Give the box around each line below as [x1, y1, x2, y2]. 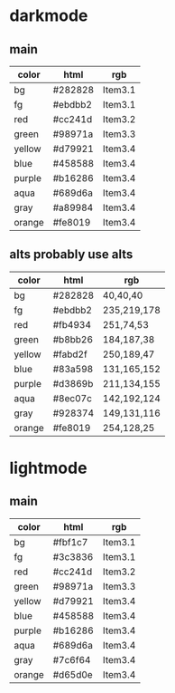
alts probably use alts [9, 246, 134, 263]
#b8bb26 [52, 332, 93, 345]
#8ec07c [52, 391, 93, 404]
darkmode [9, 5, 88, 26]
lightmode [9, 458, 87, 478]
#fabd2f [52, 348, 87, 361]
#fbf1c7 [52, 535, 88, 548]
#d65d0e [52, 668, 93, 680]
